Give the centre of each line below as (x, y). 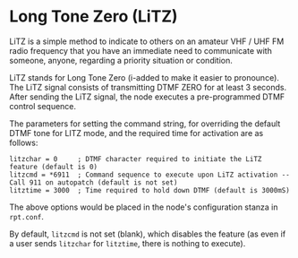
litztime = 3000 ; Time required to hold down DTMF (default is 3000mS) (150, 190)
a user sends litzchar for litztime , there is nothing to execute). (128, 243)
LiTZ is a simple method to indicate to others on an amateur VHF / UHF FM (147, 41)
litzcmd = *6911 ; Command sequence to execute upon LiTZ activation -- (150, 175)
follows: (24, 142)
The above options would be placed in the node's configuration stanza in (144, 207)
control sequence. (43, 106)
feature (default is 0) (54, 167)
